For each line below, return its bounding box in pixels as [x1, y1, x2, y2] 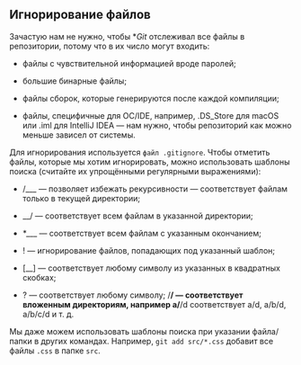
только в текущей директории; [22, 192, 141, 203]
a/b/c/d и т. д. [22, 308, 75, 319]
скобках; [22, 272, 57, 282]
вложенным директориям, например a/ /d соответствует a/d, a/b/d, [22, 298, 287, 309]
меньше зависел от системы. [22, 129, 137, 140]
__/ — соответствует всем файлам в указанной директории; [22, 210, 253, 221]
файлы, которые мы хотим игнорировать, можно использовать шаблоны [9, 156, 290, 167]
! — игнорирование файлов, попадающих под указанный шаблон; [22, 245, 276, 255]
